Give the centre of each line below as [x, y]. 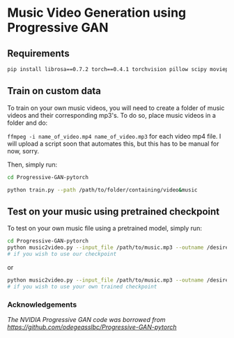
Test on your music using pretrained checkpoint [114, 212]
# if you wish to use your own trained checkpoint [82, 286]
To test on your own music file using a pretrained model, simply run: [104, 229]
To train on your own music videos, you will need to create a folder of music [116, 108]
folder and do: [28, 123]
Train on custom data [54, 91]
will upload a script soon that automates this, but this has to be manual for [113, 144]
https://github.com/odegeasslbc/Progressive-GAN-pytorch [92, 327]
